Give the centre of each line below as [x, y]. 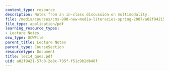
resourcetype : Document [30, 51]
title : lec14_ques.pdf [29, 56]
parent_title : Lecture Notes [36, 42]
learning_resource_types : [32, 28]
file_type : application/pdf [35, 24]
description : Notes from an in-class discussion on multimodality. [77, 14]
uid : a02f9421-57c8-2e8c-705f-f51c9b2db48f [52, 61]
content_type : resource [30, 10]
